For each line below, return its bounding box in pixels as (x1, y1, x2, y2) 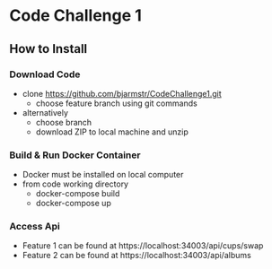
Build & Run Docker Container (9, 149, 141, 161)
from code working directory (22, 178, 128, 189)
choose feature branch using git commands (35, 98, 197, 108)
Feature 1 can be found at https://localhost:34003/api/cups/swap (22, 240, 264, 251)
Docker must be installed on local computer (22, 169, 184, 180)
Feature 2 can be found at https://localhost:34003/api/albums (22, 250, 251, 261)
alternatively (22, 107, 69, 117)
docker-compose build (35, 188, 120, 199)
